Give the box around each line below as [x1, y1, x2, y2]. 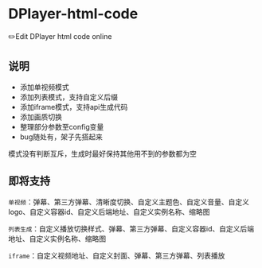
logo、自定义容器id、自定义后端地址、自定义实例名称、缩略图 [8, 207, 210, 216]
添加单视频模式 [19, 82, 69, 91]
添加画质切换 [19, 112, 62, 122]
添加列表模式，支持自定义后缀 [19, 92, 118, 102]
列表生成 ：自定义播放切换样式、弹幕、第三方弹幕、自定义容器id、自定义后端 [8, 223, 255, 233]
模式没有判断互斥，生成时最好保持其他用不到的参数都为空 [8, 149, 197, 158]
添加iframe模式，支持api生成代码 [19, 102, 128, 111]
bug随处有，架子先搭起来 [19, 132, 104, 142]
